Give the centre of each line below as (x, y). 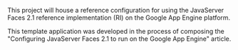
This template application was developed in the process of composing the (116, 31)
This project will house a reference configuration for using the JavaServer (116, 10)
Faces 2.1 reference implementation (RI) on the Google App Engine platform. (119, 18)
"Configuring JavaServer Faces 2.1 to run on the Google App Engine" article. (119, 39)
